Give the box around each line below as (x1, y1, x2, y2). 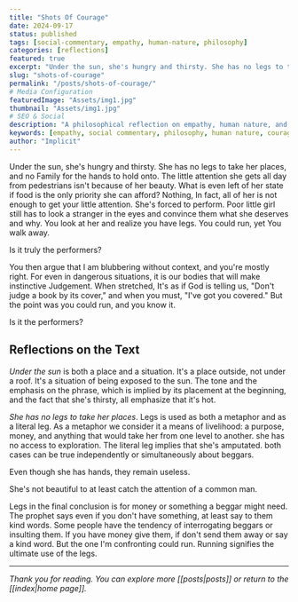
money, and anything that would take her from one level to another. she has (9, 430, 286, 440)
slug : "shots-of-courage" (9, 71, 105, 80)
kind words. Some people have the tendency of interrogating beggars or (9, 519, 273, 530)
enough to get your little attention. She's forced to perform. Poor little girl (9, 199, 276, 210)
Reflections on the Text (9, 343, 140, 358)
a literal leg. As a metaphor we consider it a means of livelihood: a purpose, (9, 421, 285, 432)
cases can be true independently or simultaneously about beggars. (9, 449, 255, 460)
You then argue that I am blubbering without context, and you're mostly (9, 261, 270, 272)
